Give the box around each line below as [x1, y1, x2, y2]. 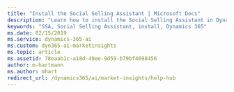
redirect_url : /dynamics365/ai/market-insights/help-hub [7, 74, 176, 82]
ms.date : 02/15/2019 [7, 29, 68, 37]
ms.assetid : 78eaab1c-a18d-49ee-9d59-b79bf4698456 [7, 55, 157, 62]
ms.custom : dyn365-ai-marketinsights [7, 42, 117, 49]
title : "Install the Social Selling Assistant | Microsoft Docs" [7, 10, 201, 17]
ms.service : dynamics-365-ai [7, 36, 92, 43]
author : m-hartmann [7, 62, 64, 68]
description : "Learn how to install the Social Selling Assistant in [7, 17, 214, 24]
